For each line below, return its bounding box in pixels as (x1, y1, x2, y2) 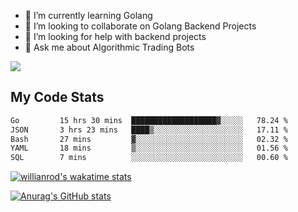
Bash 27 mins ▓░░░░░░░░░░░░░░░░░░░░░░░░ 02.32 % (10, 134, 288, 144)
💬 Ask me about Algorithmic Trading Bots (24, 41, 195, 53)
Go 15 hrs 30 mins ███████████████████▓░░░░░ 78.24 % (10, 115, 288, 125)
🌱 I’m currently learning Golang (24, 10, 153, 21)
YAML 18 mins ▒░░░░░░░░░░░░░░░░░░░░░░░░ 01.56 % (10, 143, 288, 154)
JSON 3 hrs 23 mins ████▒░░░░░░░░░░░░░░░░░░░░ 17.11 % (10, 125, 288, 135)
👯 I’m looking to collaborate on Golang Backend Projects (24, 20, 257, 32)
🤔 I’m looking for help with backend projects (24, 31, 207, 42)
